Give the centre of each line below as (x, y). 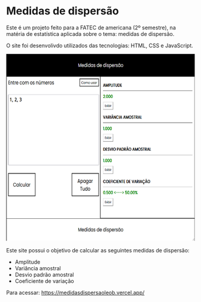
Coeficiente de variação (44, 281)
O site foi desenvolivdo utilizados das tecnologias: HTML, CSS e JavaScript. (100, 45)
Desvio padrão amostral (44, 274)
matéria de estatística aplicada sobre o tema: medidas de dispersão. (90, 33)
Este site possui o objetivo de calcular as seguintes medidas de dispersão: (98, 250)
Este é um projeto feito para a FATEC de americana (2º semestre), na (91, 28)
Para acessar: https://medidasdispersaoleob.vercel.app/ (75, 292)
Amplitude (28, 262)
